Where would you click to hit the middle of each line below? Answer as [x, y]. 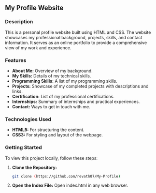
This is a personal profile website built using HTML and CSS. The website [78, 32]
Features [16, 60]
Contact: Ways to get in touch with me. [51, 106]
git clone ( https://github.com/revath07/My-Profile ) [66, 176]
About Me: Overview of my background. [52, 71]
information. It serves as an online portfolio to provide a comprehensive [76, 43]
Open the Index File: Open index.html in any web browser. [70, 185]
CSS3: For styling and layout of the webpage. [57, 135]
